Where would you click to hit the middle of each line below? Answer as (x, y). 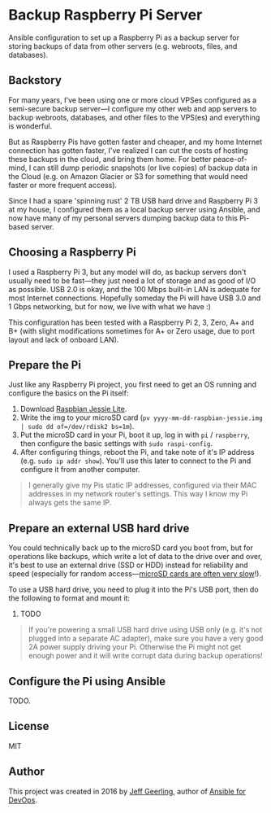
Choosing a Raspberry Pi (72, 253)
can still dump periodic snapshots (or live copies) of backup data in (145, 168)
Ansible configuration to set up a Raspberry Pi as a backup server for (124, 37)
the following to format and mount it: (69, 598)
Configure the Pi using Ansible (87, 681)
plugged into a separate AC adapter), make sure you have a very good (146, 638)
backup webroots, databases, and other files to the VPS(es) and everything (134, 117)
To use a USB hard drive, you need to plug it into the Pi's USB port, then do (133, 590)
